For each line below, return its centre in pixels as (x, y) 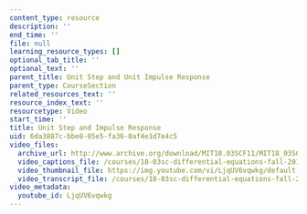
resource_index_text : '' (57, 102)
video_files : (34, 145)
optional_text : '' (44, 69)
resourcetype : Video (49, 111)
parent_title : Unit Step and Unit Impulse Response (110, 77)
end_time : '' (34, 35)
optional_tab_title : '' (55, 60)
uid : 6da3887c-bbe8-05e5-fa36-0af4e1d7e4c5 (94, 137)
